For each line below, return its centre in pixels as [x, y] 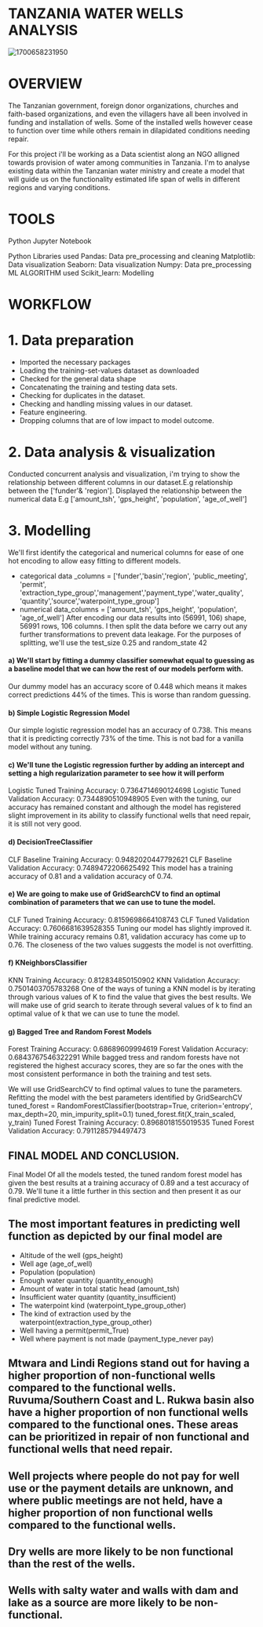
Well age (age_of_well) [56, 1264]
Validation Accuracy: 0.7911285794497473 [77, 1131]
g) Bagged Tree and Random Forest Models [80, 1031]
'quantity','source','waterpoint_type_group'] [89, 600]
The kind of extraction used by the [75, 1313]
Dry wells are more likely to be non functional [121, 1552]
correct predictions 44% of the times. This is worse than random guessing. [130, 695]
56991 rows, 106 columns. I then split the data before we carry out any [133, 626]
